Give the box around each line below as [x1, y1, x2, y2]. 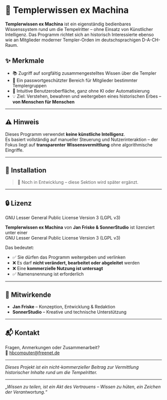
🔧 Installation [5, 166, 47, 174]
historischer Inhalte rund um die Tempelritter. [5, 369, 98, 375]
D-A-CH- [142, 37, 161, 43]
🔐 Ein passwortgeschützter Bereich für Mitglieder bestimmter [12, 77, 138, 83]
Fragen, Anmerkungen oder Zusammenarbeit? [5, 344, 100, 350]
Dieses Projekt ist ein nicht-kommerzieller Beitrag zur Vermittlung [5, 364, 139, 370]
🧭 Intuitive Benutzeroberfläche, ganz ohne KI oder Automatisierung [12, 88, 150, 94]
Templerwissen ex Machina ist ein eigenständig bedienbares [5, 21, 131, 27]
